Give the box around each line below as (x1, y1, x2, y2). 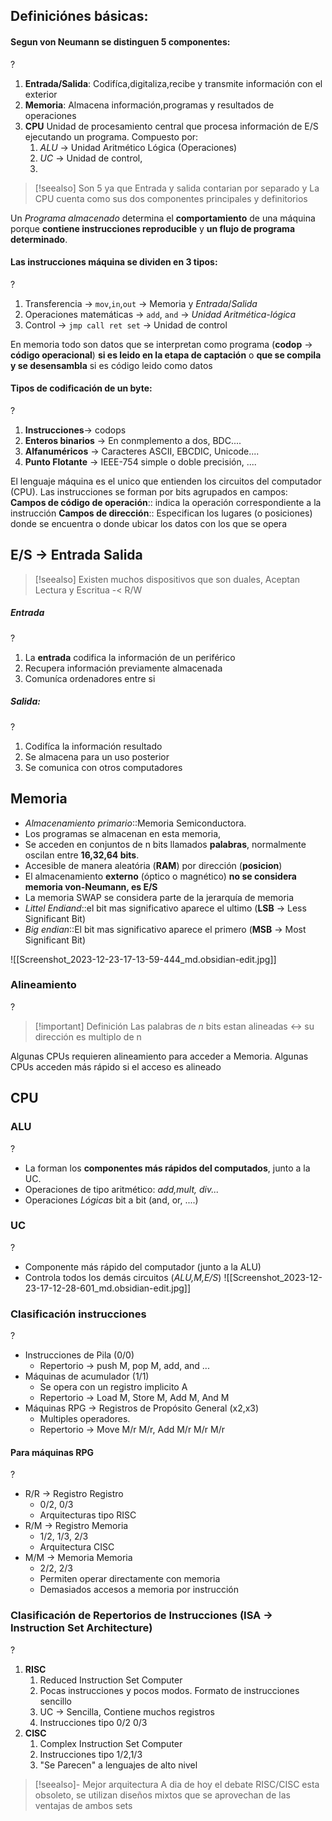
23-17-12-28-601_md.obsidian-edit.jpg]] (24, 1282, 192, 1294)
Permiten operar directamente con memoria (39, 1573, 221, 1585)
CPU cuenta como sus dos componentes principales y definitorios (34, 192, 308, 204)
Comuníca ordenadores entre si (24, 672, 156, 684)
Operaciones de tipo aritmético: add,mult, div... (24, 1183, 220, 1195)
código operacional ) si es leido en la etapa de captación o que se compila (10, 349, 322, 361)
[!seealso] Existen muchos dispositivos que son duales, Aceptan (34, 573, 301, 585)
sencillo (39, 1695, 72, 1707)
